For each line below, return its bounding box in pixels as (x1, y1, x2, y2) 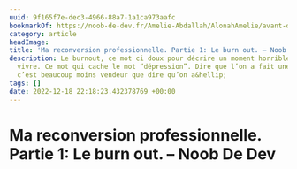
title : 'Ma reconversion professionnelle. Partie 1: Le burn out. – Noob (9, 46, 287, 55)
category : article (9, 29, 77, 38)
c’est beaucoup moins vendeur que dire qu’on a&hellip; (17, 71, 227, 80)
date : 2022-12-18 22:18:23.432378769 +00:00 (9, 87, 176, 96)
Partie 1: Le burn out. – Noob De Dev (9, 143, 277, 164)
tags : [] (9, 79, 42, 88)
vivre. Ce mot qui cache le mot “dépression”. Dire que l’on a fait (17, 63, 275, 72)
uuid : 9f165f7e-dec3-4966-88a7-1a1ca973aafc (9, 12, 176, 22)
